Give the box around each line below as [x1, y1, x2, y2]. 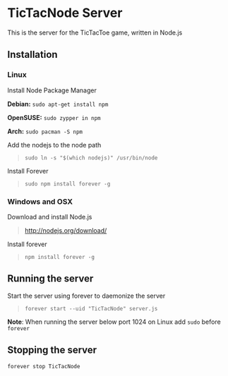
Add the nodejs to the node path [7, 140, 102, 149]
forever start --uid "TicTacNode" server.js [24, 305, 158, 312]
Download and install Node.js [7, 212, 92, 221]
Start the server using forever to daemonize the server [7, 291, 166, 300]
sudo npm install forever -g [24, 180, 111, 188]
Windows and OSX [7, 196, 73, 206]
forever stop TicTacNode [7, 363, 80, 370]
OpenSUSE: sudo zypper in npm [7, 113, 101, 121]
